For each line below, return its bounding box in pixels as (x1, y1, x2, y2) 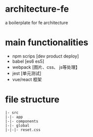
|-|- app (5, 114, 23, 119)
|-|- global (5, 123, 30, 128)
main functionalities (5, 37, 89, 48)
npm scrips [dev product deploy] (12, 53, 79, 59)
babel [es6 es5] (12, 58, 44, 64)
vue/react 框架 (12, 76, 42, 82)
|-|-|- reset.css (5, 127, 41, 132)
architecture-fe (5, 3, 69, 15)
